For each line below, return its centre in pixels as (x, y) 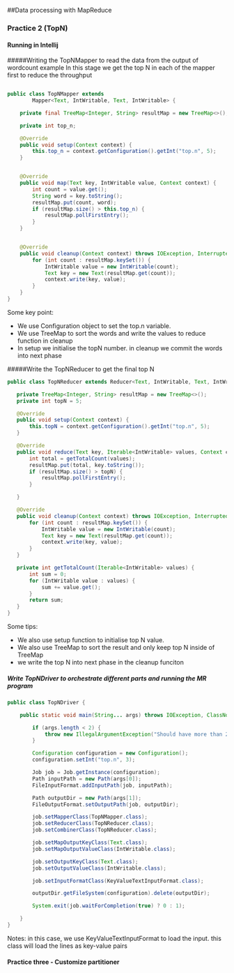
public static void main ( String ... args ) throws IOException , (112, 715)
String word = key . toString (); (78, 196)
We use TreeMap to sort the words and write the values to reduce (111, 333)
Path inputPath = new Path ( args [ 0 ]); (87, 779)
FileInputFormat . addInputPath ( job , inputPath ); (102, 785)
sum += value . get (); (71, 587)
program (20, 685)
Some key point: (31, 312)
